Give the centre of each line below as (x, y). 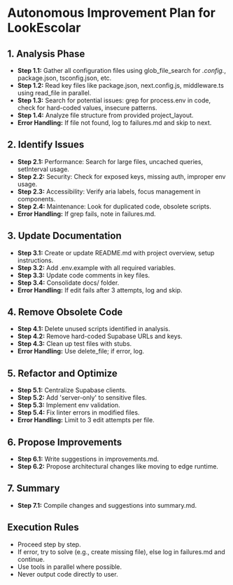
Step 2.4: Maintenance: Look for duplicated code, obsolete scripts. (114, 206)
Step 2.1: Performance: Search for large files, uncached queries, (110, 161)
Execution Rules (43, 527)
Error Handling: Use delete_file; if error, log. (81, 351)
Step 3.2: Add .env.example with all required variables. (97, 267)
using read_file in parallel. (54, 93)
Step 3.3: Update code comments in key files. (84, 275)
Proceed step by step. (49, 544)
